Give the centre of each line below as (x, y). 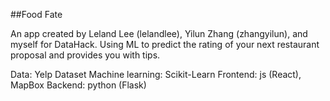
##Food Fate (36, 14)
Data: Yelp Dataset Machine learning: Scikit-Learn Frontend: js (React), (156, 74)
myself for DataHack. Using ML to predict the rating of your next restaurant (165, 44)
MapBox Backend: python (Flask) (78, 85)
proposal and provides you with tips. (85, 55)
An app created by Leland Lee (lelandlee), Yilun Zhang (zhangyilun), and (159, 33)
